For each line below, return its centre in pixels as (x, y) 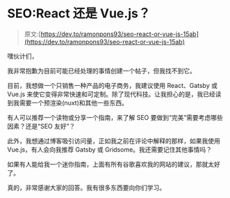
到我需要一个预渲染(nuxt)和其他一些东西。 (68, 102)
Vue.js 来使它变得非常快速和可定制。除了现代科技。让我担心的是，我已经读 (114, 94)
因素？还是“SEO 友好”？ (41, 126)
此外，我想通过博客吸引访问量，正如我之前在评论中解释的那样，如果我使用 (114, 141)
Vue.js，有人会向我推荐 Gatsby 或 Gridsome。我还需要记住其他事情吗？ (110, 150)
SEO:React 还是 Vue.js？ (79, 13)
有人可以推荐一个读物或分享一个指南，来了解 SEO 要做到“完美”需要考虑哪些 (115, 117)
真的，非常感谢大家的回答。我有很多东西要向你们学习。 (86, 188)
